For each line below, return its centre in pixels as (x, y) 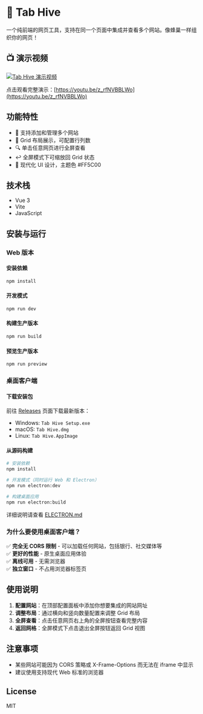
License (21, 691)
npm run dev (21, 309)
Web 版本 (20, 252)
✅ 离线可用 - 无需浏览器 (36, 561)
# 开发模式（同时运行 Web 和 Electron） (53, 480)
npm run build (24, 337)
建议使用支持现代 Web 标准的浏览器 (59, 672)
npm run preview (27, 364)
